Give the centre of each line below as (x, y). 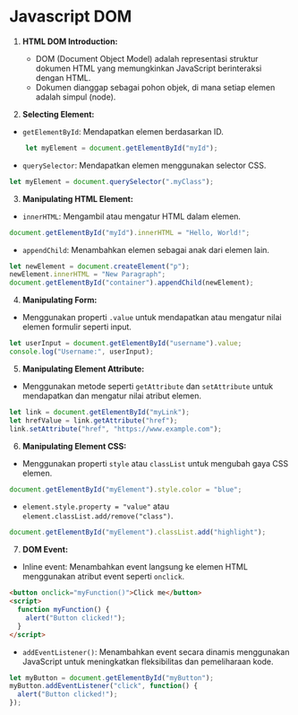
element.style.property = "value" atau (96, 506)
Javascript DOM (71, 17)
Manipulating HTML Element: (78, 198)
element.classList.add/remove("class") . (98, 516)
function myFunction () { (64, 610)
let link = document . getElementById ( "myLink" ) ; (100, 412)
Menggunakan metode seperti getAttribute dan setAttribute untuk (148, 386)
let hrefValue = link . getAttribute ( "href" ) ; (94, 420)
